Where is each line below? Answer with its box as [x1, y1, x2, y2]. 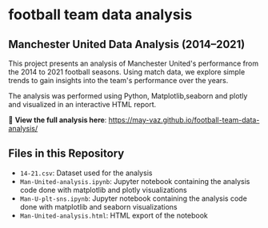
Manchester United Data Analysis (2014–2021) [8, 38, 246, 51]
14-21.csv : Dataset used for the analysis [19, 168, 153, 178]
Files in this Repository [8, 146, 125, 161]
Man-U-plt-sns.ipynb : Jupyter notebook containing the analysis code [19, 194, 248, 203]
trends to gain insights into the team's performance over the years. [8, 76, 229, 85]
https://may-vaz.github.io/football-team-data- [108, 115, 260, 125]
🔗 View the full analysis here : [8, 115, 107, 125]
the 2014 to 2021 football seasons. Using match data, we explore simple [8, 67, 246, 77]
